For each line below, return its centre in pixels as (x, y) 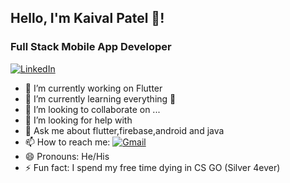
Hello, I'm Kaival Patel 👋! (87, 18)
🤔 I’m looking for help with (78, 120)
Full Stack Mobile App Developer (91, 47)
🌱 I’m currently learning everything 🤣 (100, 98)
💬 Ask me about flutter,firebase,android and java (124, 130)
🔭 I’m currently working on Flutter (93, 88)
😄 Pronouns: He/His (67, 156)
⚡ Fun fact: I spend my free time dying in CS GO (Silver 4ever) (152, 167)
